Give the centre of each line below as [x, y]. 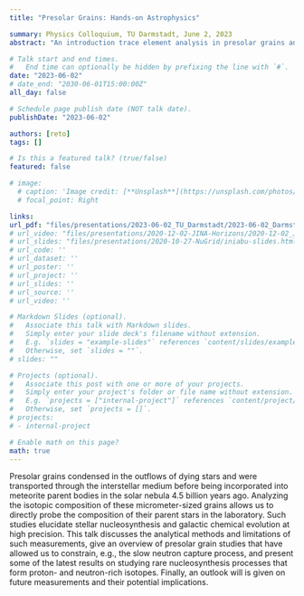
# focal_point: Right [58, 200]
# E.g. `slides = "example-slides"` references [105, 342]
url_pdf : [26, 225]
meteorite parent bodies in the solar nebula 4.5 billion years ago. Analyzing [149, 495]
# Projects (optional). [54, 375]
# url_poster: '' [42, 267]
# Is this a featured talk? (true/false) [89, 159]
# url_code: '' [38, 250]
